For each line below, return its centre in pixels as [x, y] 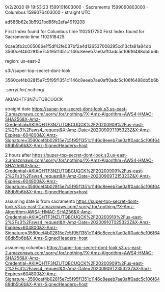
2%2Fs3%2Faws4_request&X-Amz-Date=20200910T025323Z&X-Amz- [78, 222]
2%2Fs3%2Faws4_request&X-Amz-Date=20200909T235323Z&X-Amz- [79, 269]
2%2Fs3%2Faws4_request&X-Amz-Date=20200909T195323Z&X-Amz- [78, 130]
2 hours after [18, 155]
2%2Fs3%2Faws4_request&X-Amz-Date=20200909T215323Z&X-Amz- [78, 176]
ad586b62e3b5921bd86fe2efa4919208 [45, 22]
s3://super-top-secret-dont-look [38, 71]
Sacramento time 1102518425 [35, 37]
